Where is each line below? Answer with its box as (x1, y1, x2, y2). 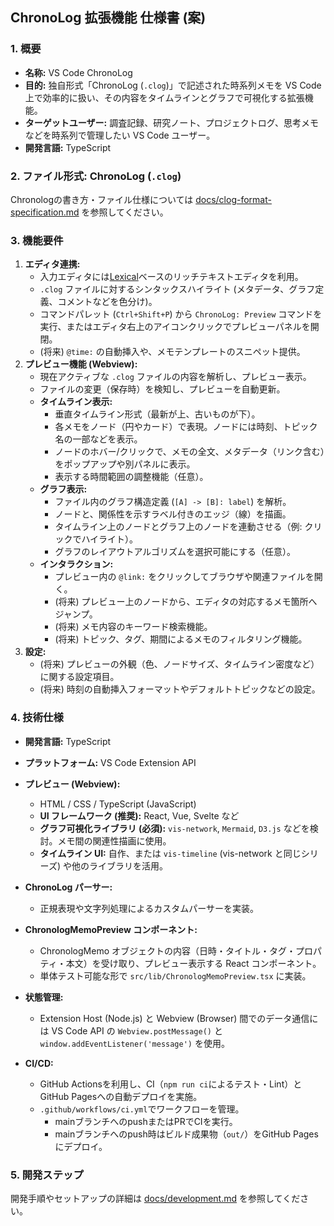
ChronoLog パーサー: (24, 881, 113, 893)
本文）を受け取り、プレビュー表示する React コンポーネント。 (65, 957, 322, 969)
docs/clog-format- (195, 193, 272, 205)
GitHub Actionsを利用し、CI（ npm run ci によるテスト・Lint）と (39, 1078, 303, 1090)
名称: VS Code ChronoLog (24, 66, 133, 78)
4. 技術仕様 (10, 711, 64, 725)
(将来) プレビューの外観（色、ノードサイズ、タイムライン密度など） (39, 658, 320, 670)
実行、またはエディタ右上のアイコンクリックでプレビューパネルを (39, 321, 311, 333)
